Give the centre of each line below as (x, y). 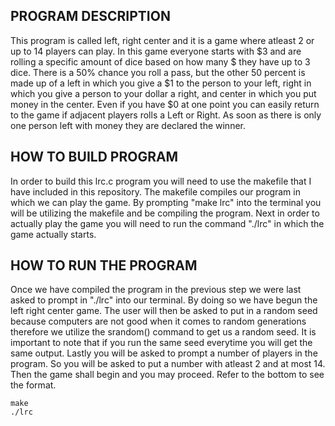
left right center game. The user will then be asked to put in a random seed (164, 311)
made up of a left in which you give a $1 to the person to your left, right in (161, 83)
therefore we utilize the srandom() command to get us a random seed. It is (163, 332)
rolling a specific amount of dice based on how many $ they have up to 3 (160, 61)
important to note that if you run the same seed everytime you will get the (161, 343)
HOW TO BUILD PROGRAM (94, 157)
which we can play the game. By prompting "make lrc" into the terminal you (166, 202)
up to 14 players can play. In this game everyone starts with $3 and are (156, 51)
